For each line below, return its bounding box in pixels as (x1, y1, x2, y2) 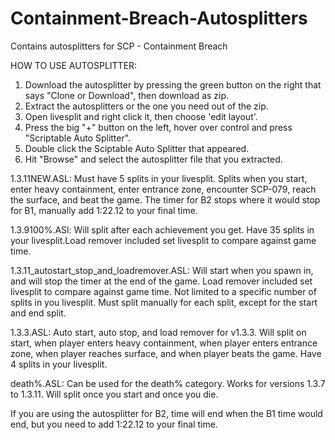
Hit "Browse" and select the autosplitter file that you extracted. (24, 153, 283, 165)
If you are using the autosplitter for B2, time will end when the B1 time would (10, 407, 323, 419)
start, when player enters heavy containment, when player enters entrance (10, 337, 318, 349)
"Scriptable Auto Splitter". (24, 132, 132, 144)
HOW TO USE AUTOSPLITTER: (10, 59, 138, 71)
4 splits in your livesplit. (10, 358, 108, 370)
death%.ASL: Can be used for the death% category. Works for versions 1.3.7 (10, 377, 326, 389)
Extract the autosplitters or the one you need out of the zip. (24, 100, 269, 112)
